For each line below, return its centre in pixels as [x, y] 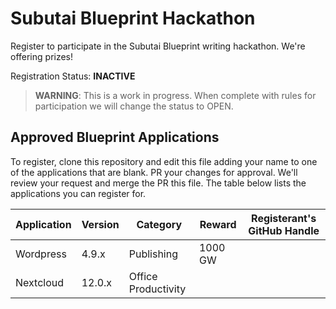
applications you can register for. [78, 193]
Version [100, 224]
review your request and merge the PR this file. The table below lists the [158, 183]
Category [159, 224]
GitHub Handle [284, 230]
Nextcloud [40, 282]
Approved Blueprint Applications [115, 137]
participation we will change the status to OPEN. [134, 106]
